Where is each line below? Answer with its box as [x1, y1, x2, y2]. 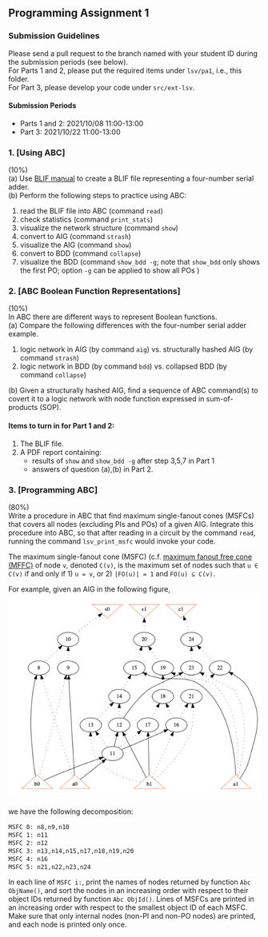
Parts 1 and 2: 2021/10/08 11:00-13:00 [19, 118, 144, 128]
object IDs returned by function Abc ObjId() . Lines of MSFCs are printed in [8, 895, 254, 903]
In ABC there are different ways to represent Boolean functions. [8, 312, 218, 322]
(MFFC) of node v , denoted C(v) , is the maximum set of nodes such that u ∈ [8, 560, 258, 570]
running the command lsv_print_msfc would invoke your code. [8, 536, 216, 546]
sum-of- [206, 394, 234, 404]
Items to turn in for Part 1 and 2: [8, 421, 114, 431]
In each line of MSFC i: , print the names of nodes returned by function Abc [8, 877, 251, 887]
